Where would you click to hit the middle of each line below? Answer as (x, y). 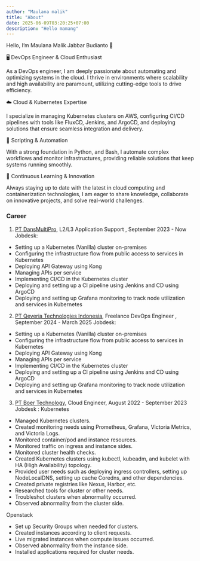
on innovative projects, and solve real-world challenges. (75, 200)
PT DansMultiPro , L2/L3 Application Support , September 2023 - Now (101, 229)
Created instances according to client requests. (73, 532)
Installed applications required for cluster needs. (74, 551)
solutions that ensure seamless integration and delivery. (75, 129)
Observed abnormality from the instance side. (71, 545)
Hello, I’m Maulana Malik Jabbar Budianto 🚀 (60, 45)
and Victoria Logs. (37, 433)
